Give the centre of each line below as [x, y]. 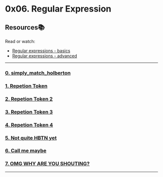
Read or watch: [20, 41]
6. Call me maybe [26, 151]
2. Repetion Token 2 [29, 99]
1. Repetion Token [26, 86]
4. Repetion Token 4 [29, 125]
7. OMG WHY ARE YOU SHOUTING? [47, 164]
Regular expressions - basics [41, 51]
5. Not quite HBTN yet [31, 138]
